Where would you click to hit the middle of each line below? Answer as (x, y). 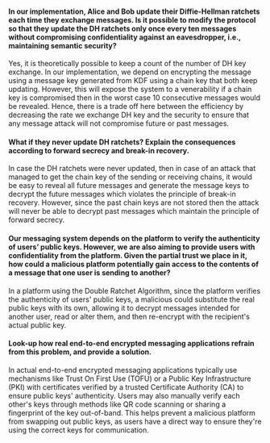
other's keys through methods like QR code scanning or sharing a (117, 404)
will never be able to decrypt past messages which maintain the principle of (134, 211)
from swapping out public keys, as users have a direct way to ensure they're (135, 421)
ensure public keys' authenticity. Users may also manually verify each (124, 395)
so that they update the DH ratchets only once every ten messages (123, 28)
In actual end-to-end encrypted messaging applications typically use (123, 370)
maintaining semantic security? (62, 45)
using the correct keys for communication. (79, 430)
